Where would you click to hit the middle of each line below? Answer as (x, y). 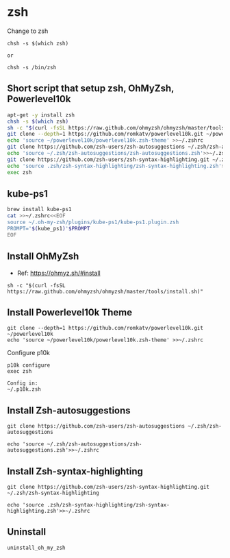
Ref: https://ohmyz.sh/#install (59, 273)
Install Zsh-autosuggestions (69, 410)
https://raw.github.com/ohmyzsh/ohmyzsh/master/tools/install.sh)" (105, 291)
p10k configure (29, 365)
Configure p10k (28, 353)
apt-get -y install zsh (41, 115)
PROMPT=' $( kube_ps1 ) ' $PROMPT (49, 228)
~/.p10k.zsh (24, 389)
